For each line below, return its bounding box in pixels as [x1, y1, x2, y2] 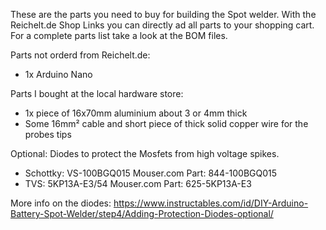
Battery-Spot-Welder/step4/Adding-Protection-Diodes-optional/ [10, 208, 274, 219]
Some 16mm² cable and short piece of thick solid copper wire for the [24, 118, 309, 129]
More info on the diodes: [10, 197, 112, 209]
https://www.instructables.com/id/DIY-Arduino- [113, 197, 309, 209]
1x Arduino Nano [24, 69, 93, 80]
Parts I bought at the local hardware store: [10, 88, 184, 99]
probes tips [24, 129, 72, 140]
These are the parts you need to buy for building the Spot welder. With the [10, 9, 317, 20]
